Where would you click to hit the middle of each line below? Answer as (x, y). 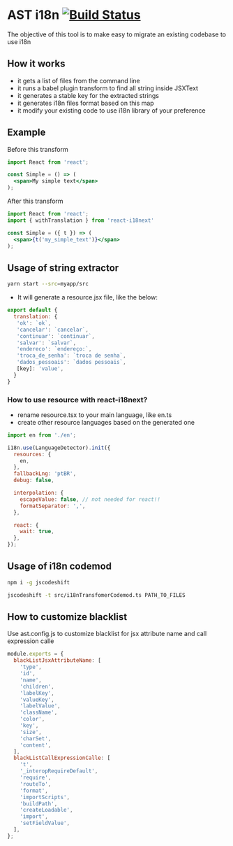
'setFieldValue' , (45, 823)
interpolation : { (39, 493)
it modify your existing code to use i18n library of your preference (111, 110)
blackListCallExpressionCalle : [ (62, 758)
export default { (32, 310)
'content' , (36, 745)
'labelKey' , (37, 693)
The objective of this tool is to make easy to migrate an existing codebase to (117, 34)
